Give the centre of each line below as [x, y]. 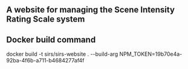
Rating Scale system [46, 19]
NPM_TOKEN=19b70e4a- [151, 54]
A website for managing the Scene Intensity [91, 10]
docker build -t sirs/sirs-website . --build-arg [62, 54]
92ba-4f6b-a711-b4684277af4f [45, 61]
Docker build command [51, 39]
